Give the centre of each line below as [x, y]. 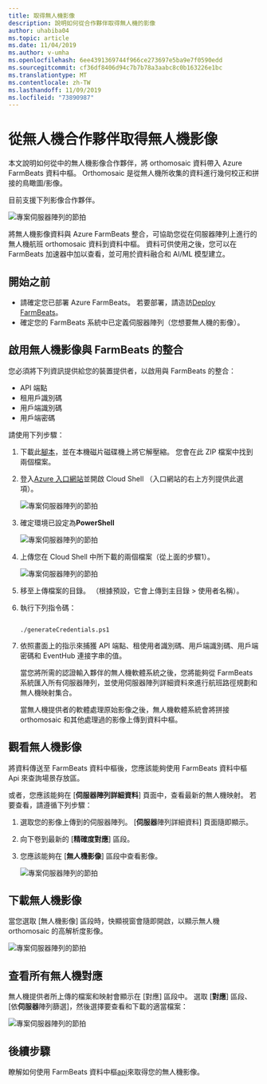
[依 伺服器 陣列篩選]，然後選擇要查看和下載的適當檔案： [98, 1006]
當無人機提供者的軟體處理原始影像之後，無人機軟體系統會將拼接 [124, 709]
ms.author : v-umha [39, 53]
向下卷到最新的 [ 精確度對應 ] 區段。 [77, 839]
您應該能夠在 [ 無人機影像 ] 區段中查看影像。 [90, 855]
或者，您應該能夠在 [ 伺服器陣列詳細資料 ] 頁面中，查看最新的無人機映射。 [128, 795]
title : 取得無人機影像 [42, 16]
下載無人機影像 [45, 901]
